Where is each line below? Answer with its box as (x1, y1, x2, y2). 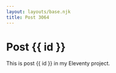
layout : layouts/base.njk (6, 8, 71, 15)
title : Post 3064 (6, 14, 50, 20)
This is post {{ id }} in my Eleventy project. (6, 60, 111, 67)
